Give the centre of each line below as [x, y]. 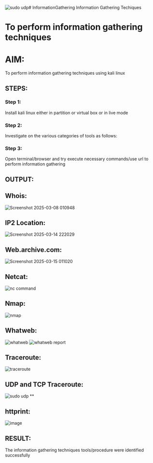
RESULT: [18, 438]
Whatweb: [21, 331]
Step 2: [14, 125]
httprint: [18, 411]
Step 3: [14, 149]
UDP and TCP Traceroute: [44, 384]
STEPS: [16, 88]
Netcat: [16, 277]
